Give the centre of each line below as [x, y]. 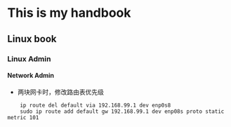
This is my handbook [69, 13]
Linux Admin [29, 59]
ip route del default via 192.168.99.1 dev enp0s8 [95, 105]
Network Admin [31, 76]
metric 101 [23, 117]
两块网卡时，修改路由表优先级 [60, 92]
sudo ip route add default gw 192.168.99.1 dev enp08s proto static [122, 111]
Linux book [32, 39]
